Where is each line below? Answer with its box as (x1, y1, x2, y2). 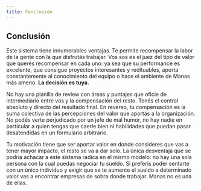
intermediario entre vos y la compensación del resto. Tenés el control (6, 97, 179, 104)
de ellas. (6, 179, 27, 187)
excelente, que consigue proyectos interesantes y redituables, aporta (6, 66, 179, 74)
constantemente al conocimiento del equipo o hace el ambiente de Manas (6, 73, 190, 80)
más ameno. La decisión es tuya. (6, 79, 89, 86)
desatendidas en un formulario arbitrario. (6, 129, 109, 136)
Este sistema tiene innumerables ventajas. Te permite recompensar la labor (6, 47, 193, 54)
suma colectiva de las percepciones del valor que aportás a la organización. (6, 110, 196, 117)
